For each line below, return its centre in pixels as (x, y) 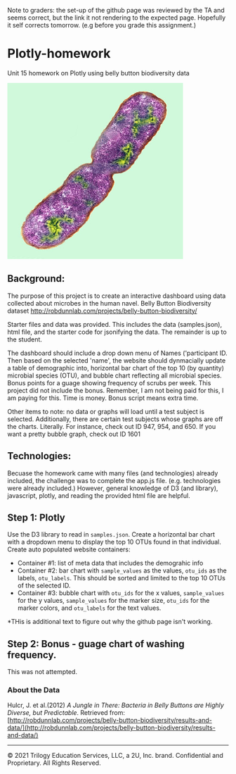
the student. (25, 339)
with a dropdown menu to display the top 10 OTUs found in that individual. (114, 542)
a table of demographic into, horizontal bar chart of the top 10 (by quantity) (116, 368)
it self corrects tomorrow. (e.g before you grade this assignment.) (102, 25)
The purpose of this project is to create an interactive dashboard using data (117, 296)
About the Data (34, 690)
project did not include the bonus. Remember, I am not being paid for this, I (116, 390)
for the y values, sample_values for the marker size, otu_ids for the (113, 601)
